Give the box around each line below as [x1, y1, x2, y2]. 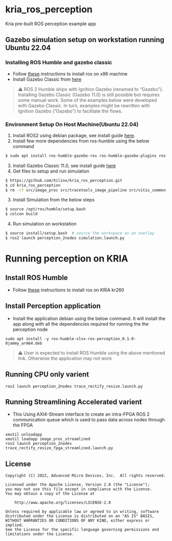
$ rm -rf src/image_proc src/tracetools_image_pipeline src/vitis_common [5, 188, 166, 193]
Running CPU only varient [5, 370, 90, 379]
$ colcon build [5, 212, 38, 217]
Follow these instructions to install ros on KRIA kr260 [12, 287, 124, 293]
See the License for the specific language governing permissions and [5, 527, 159, 532]
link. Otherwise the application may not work [17, 355, 112, 361]
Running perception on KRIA [5, 253, 128, 265]
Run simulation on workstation [12, 221, 77, 227]
